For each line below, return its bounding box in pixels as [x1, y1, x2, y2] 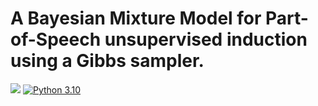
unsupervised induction [104, 28, 308, 51]
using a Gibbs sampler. [10, 50, 205, 72]
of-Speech [10, 28, 102, 51]
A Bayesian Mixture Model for [10, 7, 262, 30]
